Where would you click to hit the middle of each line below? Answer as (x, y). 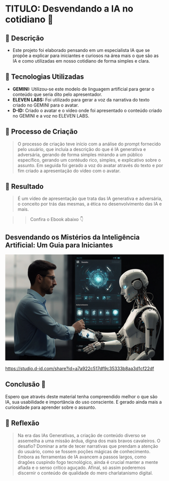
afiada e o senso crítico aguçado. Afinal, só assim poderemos (81, 467)
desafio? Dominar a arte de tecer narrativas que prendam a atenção (88, 446)
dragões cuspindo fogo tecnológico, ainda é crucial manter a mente (88, 462)
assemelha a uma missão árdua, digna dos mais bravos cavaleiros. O (89, 441)
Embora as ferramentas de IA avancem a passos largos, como (82, 457)
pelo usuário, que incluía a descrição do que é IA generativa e (82, 149)
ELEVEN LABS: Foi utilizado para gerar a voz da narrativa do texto (81, 99)
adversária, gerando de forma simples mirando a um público (80, 154)
